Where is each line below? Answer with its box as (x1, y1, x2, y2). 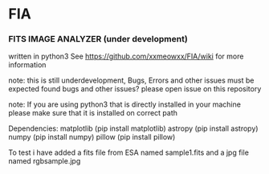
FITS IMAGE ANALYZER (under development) (8, 34, 189, 45)
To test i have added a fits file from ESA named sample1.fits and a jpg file (8, 148, 249, 157)
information (8, 60, 47, 70)
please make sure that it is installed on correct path (8, 108, 178, 118)
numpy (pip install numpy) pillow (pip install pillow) (8, 132, 176, 142)
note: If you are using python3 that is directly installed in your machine (8, 99, 241, 109)
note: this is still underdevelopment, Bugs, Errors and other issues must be (8, 75, 255, 85)
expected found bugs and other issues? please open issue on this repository (8, 84, 262, 94)
